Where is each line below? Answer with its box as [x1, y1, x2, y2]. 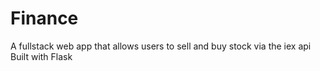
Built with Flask [10, 50, 73, 62]
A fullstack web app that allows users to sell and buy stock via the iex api [10, 40, 312, 52]
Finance [10, 7, 79, 30]
